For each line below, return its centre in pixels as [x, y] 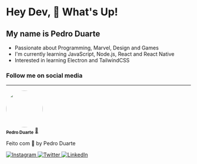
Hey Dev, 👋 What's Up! [62, 12]
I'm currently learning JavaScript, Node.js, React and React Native [94, 54]
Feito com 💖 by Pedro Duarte [41, 143]
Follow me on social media [45, 75]
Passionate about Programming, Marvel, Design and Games [87, 48]
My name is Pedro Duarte [53, 34]
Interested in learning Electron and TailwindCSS [72, 60]
